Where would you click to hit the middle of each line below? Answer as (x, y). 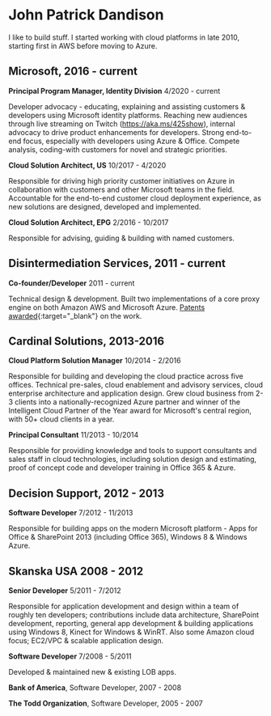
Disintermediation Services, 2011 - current (117, 263)
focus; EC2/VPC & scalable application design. (86, 640)
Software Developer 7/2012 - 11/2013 (71, 513)
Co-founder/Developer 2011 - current (72, 283)
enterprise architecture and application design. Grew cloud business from (131, 393)
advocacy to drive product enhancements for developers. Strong (116, 132)
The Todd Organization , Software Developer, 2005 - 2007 (106, 703)
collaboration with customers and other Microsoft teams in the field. (121, 189)
